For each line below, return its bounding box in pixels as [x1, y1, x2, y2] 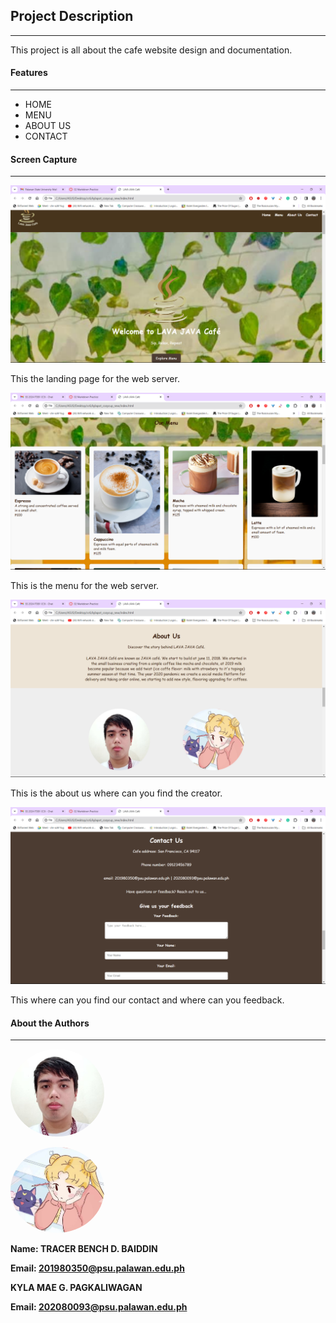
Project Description [10, 8, 134, 25]
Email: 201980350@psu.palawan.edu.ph [10, 1262, 185, 1274]
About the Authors [10, 1017, 90, 1029]
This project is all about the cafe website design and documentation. [10, 44, 293, 56]
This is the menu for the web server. [10, 580, 160, 592]
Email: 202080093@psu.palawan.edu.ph [10, 1301, 188, 1313]
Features [10, 67, 48, 79]
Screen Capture [10, 153, 78, 165]
